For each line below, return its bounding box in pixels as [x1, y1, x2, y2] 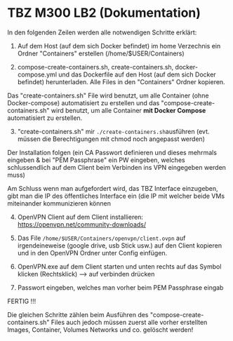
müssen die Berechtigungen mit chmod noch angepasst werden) [17, 135, 206, 143]
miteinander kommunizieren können [7, 199, 111, 208]
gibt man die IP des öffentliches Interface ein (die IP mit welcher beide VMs [7, 192, 225, 200]
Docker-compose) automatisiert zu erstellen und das [7, 98, 160, 107]
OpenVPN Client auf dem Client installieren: [17, 213, 144, 221]
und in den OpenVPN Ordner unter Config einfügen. [17, 248, 168, 257]
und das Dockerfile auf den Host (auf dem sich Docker [58, 70, 216, 79]
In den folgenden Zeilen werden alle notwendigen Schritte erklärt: [7, 28, 197, 36]
